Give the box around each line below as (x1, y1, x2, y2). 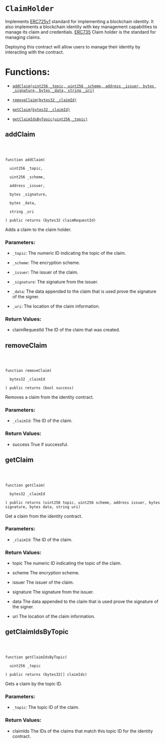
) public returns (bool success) (5, 385, 74, 391)
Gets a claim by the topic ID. (5, 681, 63, 687)
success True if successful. (12, 441, 69, 447)
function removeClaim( (5, 368, 52, 373)
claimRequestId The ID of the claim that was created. (12, 327, 120, 333)
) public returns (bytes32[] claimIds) (5, 672, 87, 677)
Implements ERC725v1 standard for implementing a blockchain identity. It (5, 18, 154, 24)
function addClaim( (5, 157, 45, 162)
